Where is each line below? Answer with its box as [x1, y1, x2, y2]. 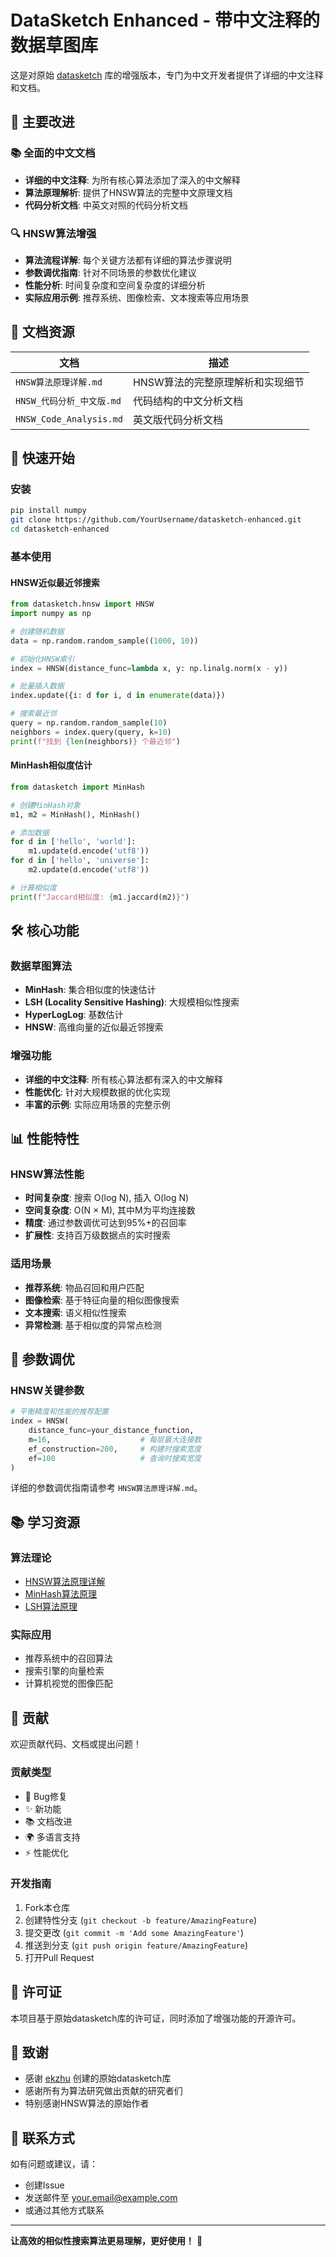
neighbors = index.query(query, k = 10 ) [10, 727, 172, 737]
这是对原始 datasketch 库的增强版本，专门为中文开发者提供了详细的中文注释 [10, 69, 324, 81]
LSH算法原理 [24, 1601, 78, 1613]
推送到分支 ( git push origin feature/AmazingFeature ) [24, 1939, 248, 1951]
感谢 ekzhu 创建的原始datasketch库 [24, 2072, 172, 2085]
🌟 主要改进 [10, 114, 75, 131]
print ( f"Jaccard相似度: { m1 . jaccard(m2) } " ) [10, 892, 190, 902]
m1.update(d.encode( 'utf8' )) [28, 846, 150, 856]
